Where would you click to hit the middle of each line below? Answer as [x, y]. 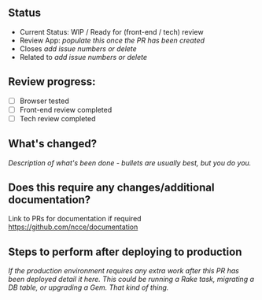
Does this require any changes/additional [111, 188]
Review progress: [52, 82]
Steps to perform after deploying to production [125, 252]
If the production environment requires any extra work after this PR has [124, 271]
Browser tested [44, 101]
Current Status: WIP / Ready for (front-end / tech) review [111, 31]
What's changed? [52, 144]
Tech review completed [57, 118]
